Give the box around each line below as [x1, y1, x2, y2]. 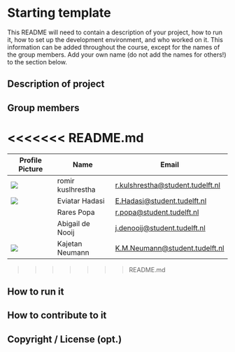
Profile [19, 155, 42, 165]
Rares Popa [57, 207, 96, 217]
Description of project [7, 78, 105, 90]
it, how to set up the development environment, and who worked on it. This [7, 35, 224, 43]
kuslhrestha [57, 184, 96, 194]
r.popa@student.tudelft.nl [115, 207, 199, 217]
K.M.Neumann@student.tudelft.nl [115, 243, 225, 253]
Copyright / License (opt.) [7, 333, 122, 345]
